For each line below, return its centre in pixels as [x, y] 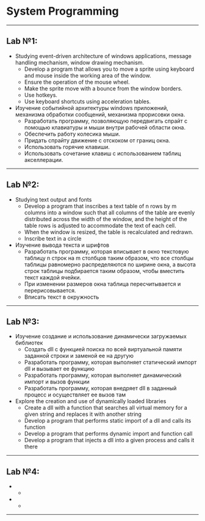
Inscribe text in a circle [53, 238]
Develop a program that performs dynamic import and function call [108, 434]
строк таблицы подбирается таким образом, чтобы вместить [104, 271]
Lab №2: [23, 185]
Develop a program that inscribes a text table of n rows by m [100, 206]
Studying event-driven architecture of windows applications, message [103, 56]
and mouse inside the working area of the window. [88, 75]
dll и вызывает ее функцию [59, 369]
